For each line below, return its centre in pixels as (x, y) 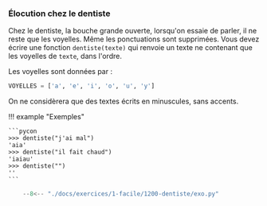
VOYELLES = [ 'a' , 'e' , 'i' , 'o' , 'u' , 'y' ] (82, 86)
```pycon (23, 131)
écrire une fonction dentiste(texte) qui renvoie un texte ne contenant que (130, 48)
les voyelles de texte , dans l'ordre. (65, 56)
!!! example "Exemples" (47, 117)
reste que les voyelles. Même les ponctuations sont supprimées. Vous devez (134, 39)
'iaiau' (21, 159)
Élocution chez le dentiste (59, 14)
